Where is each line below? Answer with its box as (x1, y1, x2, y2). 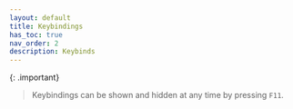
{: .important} (9, 72, 60, 83)
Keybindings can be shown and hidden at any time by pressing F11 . (31, 90, 284, 101)
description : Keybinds (9, 47, 96, 56)
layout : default (9, 13, 71, 23)
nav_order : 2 (9, 38, 59, 48)
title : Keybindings (9, 22, 84, 31)
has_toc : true (9, 30, 64, 39)
